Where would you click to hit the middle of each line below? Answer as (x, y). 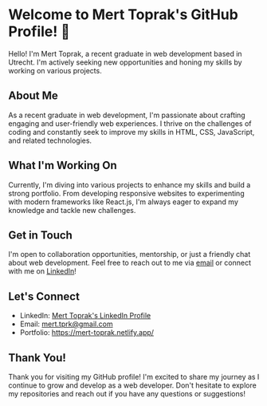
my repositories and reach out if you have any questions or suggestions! (127, 394)
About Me (33, 96)
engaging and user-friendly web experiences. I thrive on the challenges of (130, 123)
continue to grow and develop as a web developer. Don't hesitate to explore (132, 385)
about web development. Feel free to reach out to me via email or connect (130, 263)
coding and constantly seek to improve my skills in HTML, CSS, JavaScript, (132, 132)
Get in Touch (41, 235)
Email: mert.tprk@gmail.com (66, 324)
